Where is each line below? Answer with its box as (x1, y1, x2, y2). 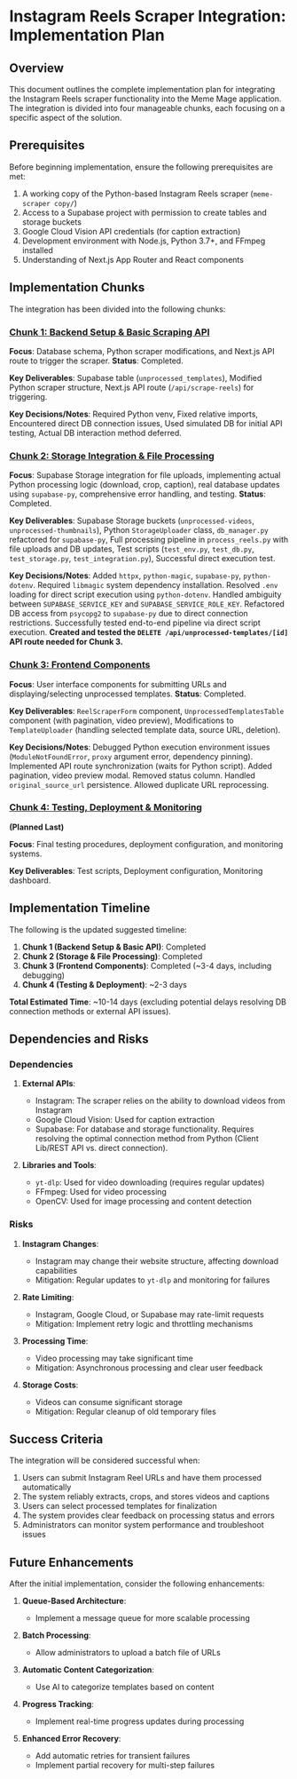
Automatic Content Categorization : (21, 1664, 155, 1675)
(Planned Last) (9, 822, 65, 832)
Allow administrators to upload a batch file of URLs (35, 1648, 222, 1658)
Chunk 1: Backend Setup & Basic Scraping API (9, 326, 210, 338)
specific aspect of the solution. (9, 113, 122, 123)
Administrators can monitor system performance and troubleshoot (21, 1520, 264, 1530)
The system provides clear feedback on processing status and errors (21, 1510, 275, 1521)
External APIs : (21, 1078, 76, 1089)
